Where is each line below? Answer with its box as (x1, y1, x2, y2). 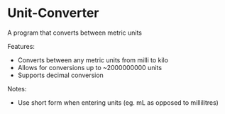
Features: (7, 42, 35, 50)
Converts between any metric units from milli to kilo (17, 55, 169, 64)
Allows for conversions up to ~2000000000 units (17, 63, 162, 72)
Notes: (7, 84, 27, 93)
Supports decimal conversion (17, 71, 104, 79)
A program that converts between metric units (7, 28, 143, 37)
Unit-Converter (7, 5, 99, 21)
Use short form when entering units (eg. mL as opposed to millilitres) (17, 98, 219, 107)
